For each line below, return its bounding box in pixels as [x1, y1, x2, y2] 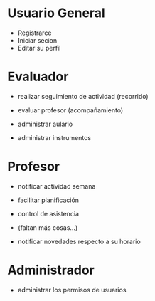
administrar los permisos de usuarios [17, 285, 127, 294]
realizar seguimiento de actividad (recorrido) [17, 92, 149, 100]
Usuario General [7, 5, 105, 21]
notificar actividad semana [17, 181, 96, 190]
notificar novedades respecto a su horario [17, 237, 141, 245]
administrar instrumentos [17, 133, 91, 142]
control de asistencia [17, 209, 80, 218]
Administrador [7, 262, 95, 278]
